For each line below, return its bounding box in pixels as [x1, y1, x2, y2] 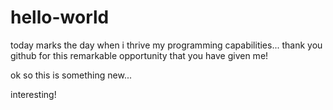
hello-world [10, 6, 110, 29]
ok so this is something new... [10, 69, 132, 81]
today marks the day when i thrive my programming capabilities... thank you [10, 39, 323, 51]
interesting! [10, 88, 57, 100]
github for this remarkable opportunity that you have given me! [10, 49, 269, 61]
